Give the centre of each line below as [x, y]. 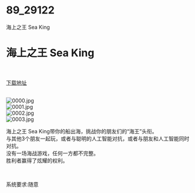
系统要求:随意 [23, 184]
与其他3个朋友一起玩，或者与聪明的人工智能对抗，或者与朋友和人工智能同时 [98, 139]
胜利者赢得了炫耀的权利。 [37, 160]
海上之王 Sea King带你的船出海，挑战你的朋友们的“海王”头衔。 [82, 131]
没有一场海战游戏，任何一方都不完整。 [52, 153]
